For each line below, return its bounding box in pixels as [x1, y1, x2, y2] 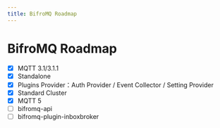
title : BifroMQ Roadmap [7, 10, 78, 18]
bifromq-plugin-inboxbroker [17, 112, 99, 120]
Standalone [17, 72, 51, 80]
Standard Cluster [17, 89, 67, 97]
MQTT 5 [17, 96, 42, 105]
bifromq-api [17, 104, 53, 113]
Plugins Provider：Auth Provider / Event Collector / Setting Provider [17, 80, 214, 89]
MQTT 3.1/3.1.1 [17, 64, 59, 72]
